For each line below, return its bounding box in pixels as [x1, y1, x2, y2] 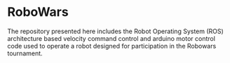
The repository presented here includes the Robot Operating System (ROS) [7, 27, 224, 35]
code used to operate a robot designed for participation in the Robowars [7, 42, 217, 50]
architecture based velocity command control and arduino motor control [7, 34, 216, 42]
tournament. [7, 49, 43, 57]
